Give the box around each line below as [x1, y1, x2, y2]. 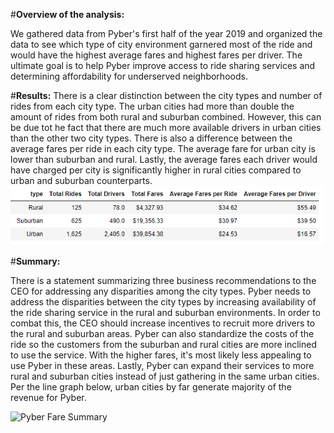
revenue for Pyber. [10, 391, 87, 403]
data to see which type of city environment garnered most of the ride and [10, 39, 313, 50]
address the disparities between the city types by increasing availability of [10, 295, 317, 308]
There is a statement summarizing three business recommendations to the [10, 274, 317, 286]
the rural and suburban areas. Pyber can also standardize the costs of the [10, 327, 315, 339]
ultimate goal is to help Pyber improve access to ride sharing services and [10, 60, 316, 71]
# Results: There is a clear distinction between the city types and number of [10, 90, 323, 101]
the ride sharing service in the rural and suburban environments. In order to [10, 306, 321, 318]
